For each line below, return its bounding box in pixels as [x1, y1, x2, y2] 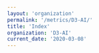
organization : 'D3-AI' [7, 29, 72, 36]
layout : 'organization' [7, 10, 75, 17]
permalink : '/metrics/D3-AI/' [7, 17, 94, 23]
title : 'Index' [7, 23, 51, 30]
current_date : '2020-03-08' [7, 36, 87, 43]
